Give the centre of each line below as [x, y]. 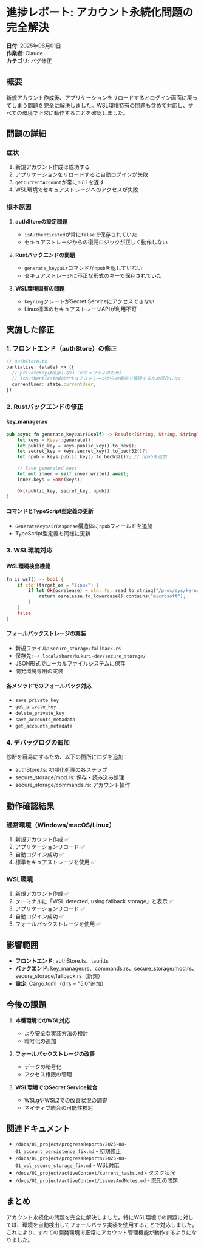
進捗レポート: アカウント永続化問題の [100, 12]
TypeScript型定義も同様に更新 [53, 533]
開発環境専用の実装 [39, 671]
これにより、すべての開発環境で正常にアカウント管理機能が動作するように [99, 1232]
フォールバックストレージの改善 [55, 1054]
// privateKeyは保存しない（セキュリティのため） [68, 373]
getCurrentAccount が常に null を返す [60, 182]
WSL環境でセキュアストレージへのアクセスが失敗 [76, 190]
